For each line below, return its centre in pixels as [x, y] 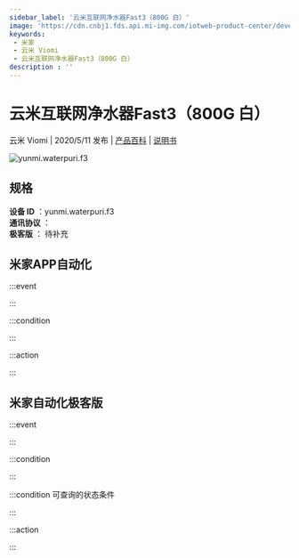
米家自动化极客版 [56, 403]
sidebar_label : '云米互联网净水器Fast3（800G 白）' [100, 17]
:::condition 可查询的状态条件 [62, 495]
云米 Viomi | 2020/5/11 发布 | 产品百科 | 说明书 [93, 140]
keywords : [28, 34]
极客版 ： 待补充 [39, 233]
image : [21, 26]
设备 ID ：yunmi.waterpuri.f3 [62, 211]
